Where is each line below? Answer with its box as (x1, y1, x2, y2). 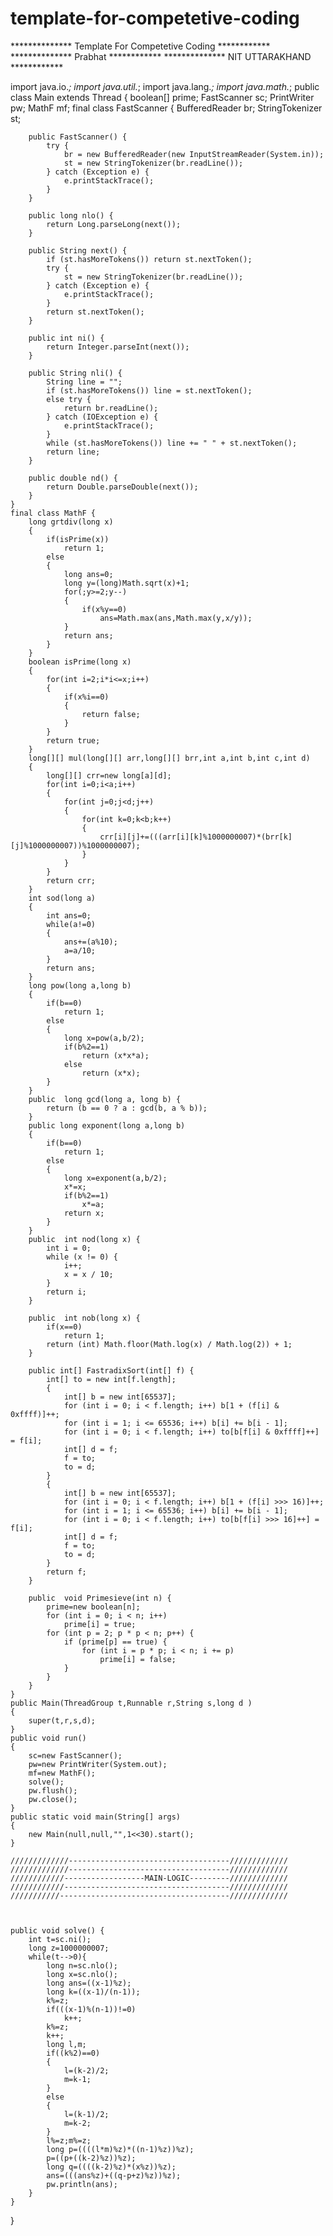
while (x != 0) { (46, 1252, 118, 1262)
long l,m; (46, 2039, 87, 2049)
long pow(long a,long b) (28, 980, 132, 991)
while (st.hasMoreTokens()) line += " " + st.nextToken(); (46, 438, 298, 448)
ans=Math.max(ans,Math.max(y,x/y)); (99, 613, 253, 623)
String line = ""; (46, 377, 123, 387)
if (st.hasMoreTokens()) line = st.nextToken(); (46, 385, 253, 396)
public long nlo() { (28, 210, 114, 221)
